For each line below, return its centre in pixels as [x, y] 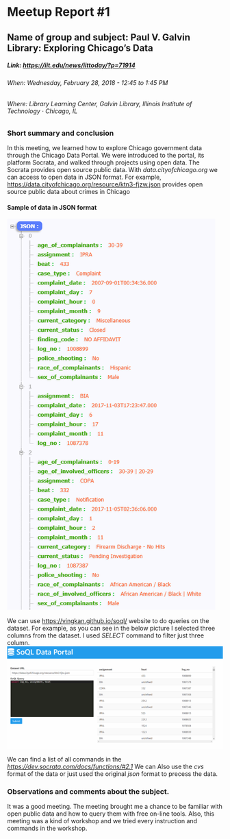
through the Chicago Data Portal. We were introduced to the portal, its [106, 156]
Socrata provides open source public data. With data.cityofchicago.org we [112, 170]
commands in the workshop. [47, 828]
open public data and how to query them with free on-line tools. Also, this [111, 814]
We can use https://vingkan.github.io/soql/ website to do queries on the [108, 621]
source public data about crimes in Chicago [68, 192]
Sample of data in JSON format [52, 207]
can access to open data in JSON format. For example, [85, 177]
